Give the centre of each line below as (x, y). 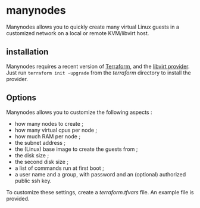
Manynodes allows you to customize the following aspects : (79, 112)
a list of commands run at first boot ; (59, 168)
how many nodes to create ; (49, 123)
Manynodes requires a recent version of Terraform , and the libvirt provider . (98, 66)
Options (21, 98)
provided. (18, 198)
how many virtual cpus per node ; (56, 130)
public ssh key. (33, 181)
